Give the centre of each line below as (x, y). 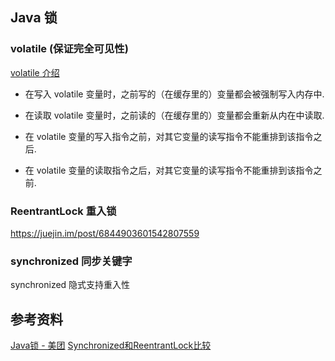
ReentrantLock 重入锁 (63, 211)
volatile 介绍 (35, 72)
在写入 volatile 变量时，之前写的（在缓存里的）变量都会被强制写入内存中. (174, 94)
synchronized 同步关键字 (71, 261)
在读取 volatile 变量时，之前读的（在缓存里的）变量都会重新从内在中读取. (174, 115)
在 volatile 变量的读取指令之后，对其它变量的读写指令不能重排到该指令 (169, 170)
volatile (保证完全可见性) (69, 49)
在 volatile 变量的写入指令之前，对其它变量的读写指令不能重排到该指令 (169, 136)
